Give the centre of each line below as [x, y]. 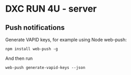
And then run [19, 58]
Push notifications [35, 28]
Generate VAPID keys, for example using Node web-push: [66, 40]
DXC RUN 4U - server [51, 9]
